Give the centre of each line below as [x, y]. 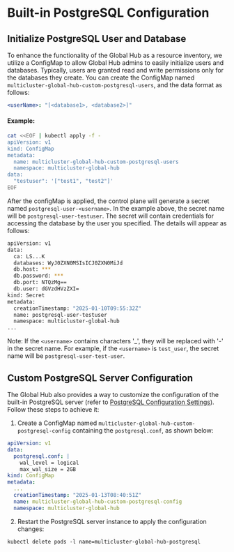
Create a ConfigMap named [57, 423]
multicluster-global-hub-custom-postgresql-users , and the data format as [115, 85]
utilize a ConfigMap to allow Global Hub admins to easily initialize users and [116, 63]
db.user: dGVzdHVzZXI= [46, 289]
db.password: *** [39, 276]
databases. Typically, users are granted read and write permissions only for [116, 70]
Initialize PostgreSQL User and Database [97, 39]
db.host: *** [32, 269]
